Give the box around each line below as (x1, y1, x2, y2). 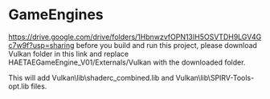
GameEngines (8, 6, 104, 24)
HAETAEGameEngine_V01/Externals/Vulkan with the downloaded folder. (8, 57, 246, 67)
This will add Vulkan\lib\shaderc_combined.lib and (8, 73, 174, 82)
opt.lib (8, 81, 30, 91)
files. (31, 81, 47, 91)
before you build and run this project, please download (76, 40, 257, 49)
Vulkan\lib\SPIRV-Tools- (175, 73, 255, 82)
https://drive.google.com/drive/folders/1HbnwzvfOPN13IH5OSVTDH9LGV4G (8, 32, 262, 42)
